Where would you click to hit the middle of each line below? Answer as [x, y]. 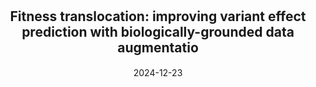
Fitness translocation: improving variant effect [158, 16]
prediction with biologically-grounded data [158, 32]
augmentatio [158, 48]
